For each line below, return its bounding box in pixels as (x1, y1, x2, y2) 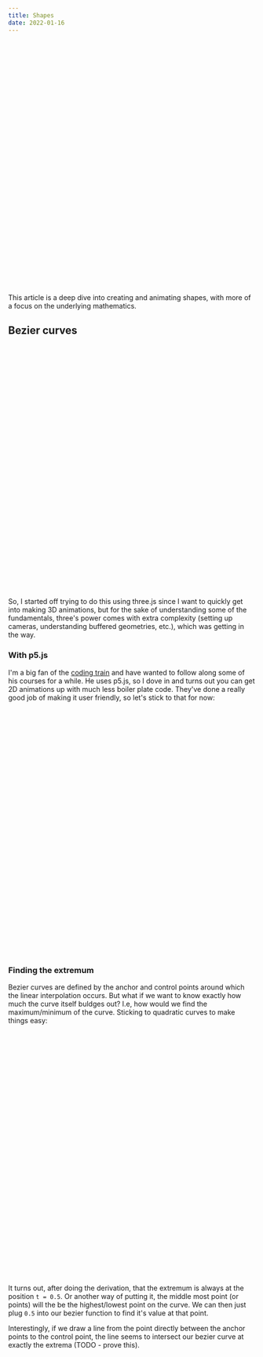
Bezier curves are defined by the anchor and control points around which (8, 982, 245, 992)
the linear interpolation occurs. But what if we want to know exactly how (8, 990, 242, 1000)
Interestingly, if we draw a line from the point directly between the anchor (8, 1323, 246, 1333)
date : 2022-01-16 (8, 19, 65, 27)
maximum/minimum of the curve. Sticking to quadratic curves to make (8, 1007, 236, 1017)
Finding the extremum (8, 964, 94, 975)
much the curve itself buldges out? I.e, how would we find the (8, 999, 208, 1008)
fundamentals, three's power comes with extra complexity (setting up (8, 613, 233, 623)
